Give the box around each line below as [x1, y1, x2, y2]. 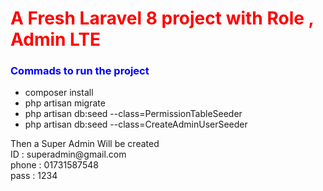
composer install [24, 87, 94, 99]
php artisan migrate [24, 97, 106, 109]
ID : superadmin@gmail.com [10, 148, 127, 161]
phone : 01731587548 [10, 159, 99, 171]
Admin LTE [10, 28, 102, 51]
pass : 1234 [10, 170, 58, 182]
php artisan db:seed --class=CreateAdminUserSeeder [24, 118, 248, 131]
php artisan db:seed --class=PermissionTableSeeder [24, 108, 243, 120]
